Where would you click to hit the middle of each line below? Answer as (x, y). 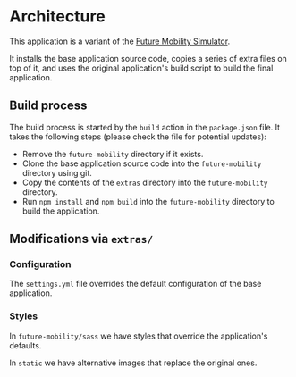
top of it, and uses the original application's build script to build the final (141, 68)
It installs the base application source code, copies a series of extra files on (148, 58)
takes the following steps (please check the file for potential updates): (138, 137)
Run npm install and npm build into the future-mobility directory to (148, 201)
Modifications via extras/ (81, 239)
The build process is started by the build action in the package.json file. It (144, 127)
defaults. (25, 345)
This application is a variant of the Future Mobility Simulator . (120, 41)
